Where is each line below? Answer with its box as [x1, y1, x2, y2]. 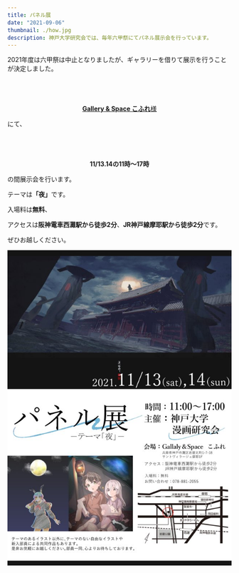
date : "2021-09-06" [7, 19, 65, 26]
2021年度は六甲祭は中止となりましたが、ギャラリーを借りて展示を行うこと [7, 56, 227, 64]
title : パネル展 [7, 11, 51, 19]
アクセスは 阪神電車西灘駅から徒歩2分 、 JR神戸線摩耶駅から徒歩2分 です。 [7, 220, 222, 229]
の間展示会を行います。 [7, 175, 76, 183]
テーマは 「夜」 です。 [7, 190, 70, 199]
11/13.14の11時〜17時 [90, 160, 149, 168]
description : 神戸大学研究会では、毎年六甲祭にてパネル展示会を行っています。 [7, 34, 212, 41]
